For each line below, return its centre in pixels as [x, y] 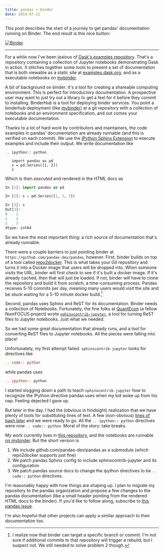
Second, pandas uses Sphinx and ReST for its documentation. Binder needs [81, 304]
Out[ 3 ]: [13, 210]
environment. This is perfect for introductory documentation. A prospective [81, 92]
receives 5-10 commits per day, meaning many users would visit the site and [82, 288]
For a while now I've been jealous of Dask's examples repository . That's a [79, 57]
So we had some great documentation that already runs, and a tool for [76, 329]
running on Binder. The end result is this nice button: [58, 33]
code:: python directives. [38, 476]
